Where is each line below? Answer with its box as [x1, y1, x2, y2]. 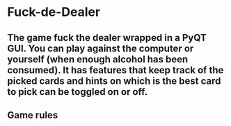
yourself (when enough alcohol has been [7, 53, 189, 65]
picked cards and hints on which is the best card [7, 75, 221, 87]
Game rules [7, 109, 58, 121]
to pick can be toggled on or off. [7, 86, 148, 98]
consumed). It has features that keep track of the [7, 64, 224, 76]
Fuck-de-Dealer [7, 4, 101, 20]
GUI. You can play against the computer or [7, 42, 194, 54]
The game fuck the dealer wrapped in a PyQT [7, 32, 207, 44]
